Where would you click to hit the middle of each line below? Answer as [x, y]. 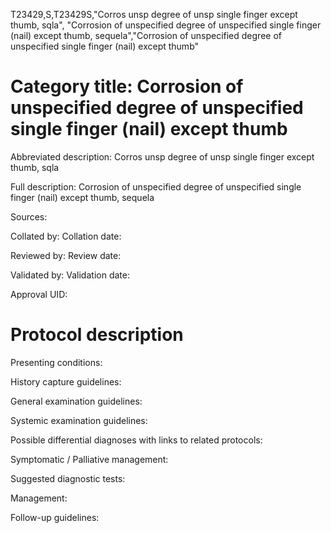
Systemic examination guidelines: [79, 420]
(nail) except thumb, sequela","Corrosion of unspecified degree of [146, 35]
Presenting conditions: [56, 362]
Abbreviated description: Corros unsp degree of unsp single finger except [162, 156]
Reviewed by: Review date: [66, 255]
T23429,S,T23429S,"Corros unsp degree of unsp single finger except [154, 14]
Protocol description [97, 335]
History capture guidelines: [66, 381]
